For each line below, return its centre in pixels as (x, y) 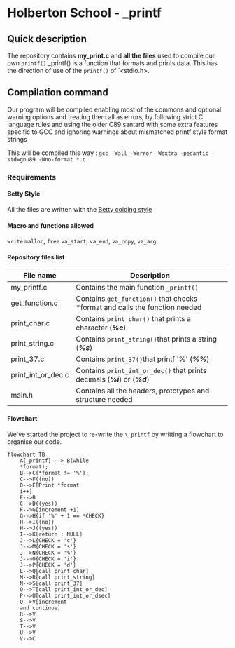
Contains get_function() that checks (137, 299)
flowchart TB (26, 454)
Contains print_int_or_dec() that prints (141, 371)
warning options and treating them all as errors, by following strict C (105, 116)
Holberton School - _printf (85, 13)
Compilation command (58, 93)
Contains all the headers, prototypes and (143, 391)
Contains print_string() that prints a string (147, 339)
